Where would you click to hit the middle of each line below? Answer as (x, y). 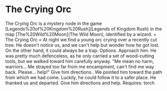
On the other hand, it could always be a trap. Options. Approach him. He (81, 50)
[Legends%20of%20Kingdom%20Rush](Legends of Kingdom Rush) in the (83, 28)
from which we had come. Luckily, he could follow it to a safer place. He (81, 77)
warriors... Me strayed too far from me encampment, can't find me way (80, 67)
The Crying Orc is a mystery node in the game (54, 23)
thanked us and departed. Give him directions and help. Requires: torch (80, 83)
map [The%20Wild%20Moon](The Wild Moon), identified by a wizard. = (81, 34)
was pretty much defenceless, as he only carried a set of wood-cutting (80, 56)
